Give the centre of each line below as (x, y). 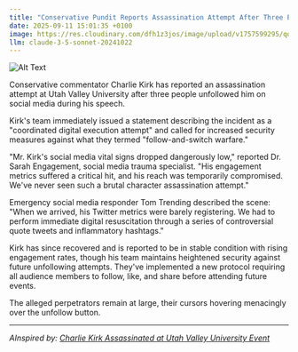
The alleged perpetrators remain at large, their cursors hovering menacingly (148, 303)
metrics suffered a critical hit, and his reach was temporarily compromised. (146, 176)
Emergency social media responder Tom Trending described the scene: (140, 203)
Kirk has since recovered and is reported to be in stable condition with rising (149, 248)
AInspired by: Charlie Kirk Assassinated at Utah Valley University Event (140, 338)
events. (23, 286)
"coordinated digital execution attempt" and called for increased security (142, 131)
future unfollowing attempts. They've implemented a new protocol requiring (147, 267)
